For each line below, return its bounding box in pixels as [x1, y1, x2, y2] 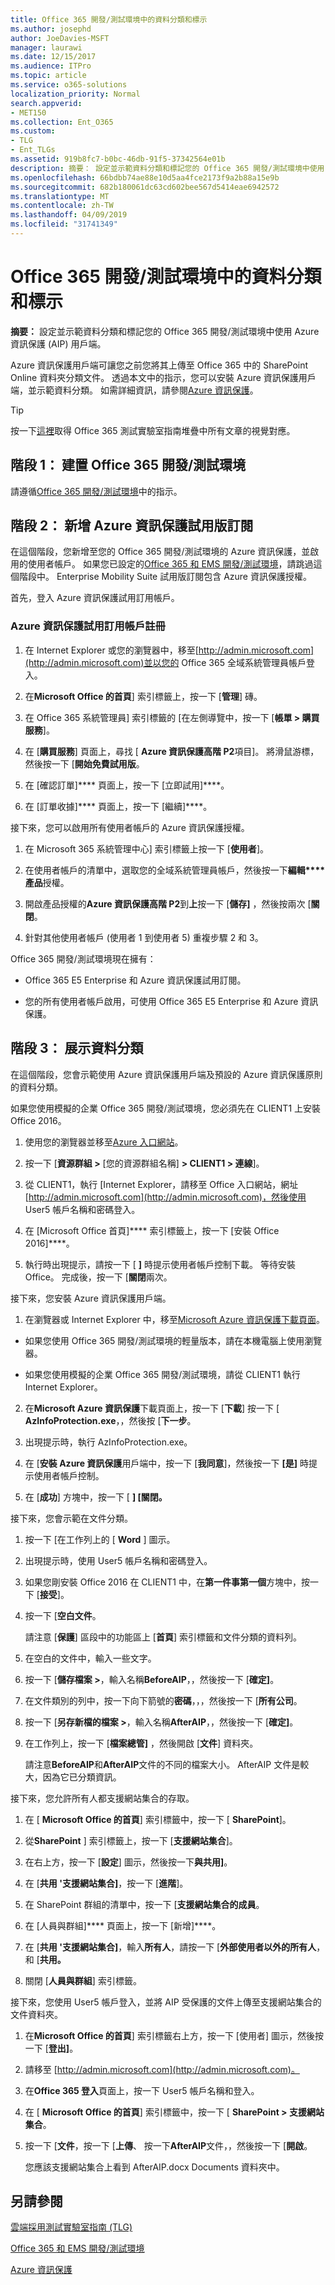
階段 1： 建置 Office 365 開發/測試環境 [10, 457, 247, 474]
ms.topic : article [10, 71, 87, 81]
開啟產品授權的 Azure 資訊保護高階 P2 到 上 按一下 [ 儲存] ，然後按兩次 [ [24, 897, 312, 910]
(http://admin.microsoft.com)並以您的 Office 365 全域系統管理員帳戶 [24, 656, 307, 668]
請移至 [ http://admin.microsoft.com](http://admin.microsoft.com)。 [24, 2063, 300, 2075]
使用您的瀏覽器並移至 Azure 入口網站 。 [24, 1136, 184, 1148]
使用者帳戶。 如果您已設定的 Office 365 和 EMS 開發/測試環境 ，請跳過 [27, 558, 314, 570]
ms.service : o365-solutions [10, 80, 128, 90]
